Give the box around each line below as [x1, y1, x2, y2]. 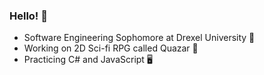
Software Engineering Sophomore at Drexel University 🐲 [23, 32, 256, 44]
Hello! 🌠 [9, 9, 49, 23]
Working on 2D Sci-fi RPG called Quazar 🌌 [23, 42, 199, 54]
